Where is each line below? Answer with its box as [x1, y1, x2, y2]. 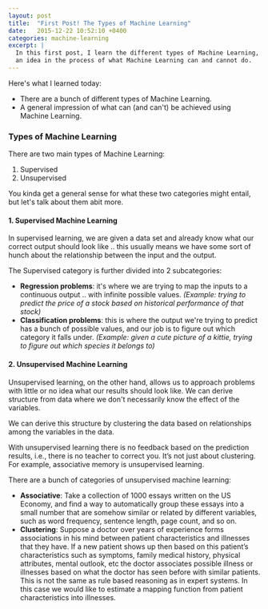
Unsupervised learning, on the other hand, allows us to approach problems [8, 377, 255, 387]
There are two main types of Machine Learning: [8, 149, 166, 159]
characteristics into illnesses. [19, 592, 116, 602]
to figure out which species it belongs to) [19, 341, 155, 351]
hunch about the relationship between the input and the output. [8, 250, 217, 260]
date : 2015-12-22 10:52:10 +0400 [8, 26, 127, 34]
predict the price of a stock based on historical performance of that [19, 298, 244, 309]
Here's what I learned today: [8, 78, 102, 88]
